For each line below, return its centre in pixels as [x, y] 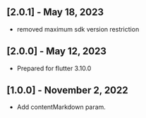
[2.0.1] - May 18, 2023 [55, 12]
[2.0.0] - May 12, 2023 [57, 52]
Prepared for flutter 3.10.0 [54, 68]
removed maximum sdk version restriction [78, 29]
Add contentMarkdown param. [61, 107]
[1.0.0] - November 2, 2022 [67, 90]
